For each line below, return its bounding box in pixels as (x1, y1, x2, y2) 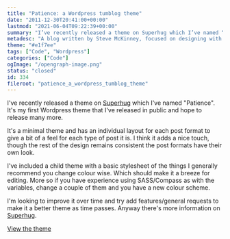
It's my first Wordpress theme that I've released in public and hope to (7, 106, 202, 114)
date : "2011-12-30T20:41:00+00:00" (7, 16, 109, 23)
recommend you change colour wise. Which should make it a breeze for (7, 169, 210, 177)
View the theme (7, 225, 51, 233)
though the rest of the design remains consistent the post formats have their (7, 141, 222, 149)
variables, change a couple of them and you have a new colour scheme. (7, 184, 210, 192)
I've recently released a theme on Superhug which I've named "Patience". (7, 99, 216, 107)
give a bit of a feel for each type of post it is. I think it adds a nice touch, (7, 134, 209, 142)
